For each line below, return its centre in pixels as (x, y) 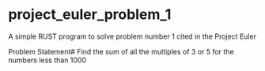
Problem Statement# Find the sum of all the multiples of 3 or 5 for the (121, 51)
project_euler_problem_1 (90, 15)
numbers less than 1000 (47, 60)
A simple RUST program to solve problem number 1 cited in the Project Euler (132, 36)
